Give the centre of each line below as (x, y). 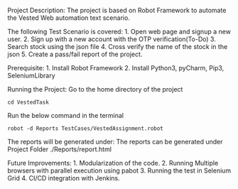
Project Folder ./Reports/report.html (60, 149)
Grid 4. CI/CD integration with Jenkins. (64, 178)
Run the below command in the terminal (66, 115)
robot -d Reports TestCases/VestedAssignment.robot (85, 129)
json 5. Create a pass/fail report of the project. (75, 54)
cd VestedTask (28, 102)
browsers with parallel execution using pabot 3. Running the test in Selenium (119, 171)
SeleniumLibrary (31, 75)
